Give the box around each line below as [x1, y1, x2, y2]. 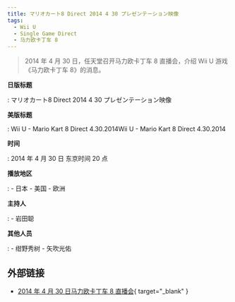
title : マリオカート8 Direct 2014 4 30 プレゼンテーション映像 [7, 10, 179, 18]
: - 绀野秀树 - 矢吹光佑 [7, 244, 72, 253]
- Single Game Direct [13, 30, 78, 37]
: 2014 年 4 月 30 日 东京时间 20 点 [7, 155, 108, 163]
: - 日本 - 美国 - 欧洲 [7, 184, 66, 193]
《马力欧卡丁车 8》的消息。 [24, 66, 105, 74]
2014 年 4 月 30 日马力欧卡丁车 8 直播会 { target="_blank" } [17, 286, 189, 295]
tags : [7, 17, 23, 24]
